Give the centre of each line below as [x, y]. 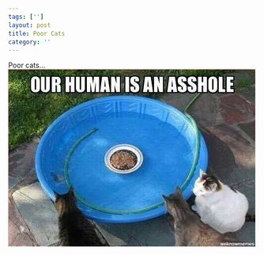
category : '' [30, 42]
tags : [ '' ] [26, 17]
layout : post [30, 25]
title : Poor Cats [37, 33]
